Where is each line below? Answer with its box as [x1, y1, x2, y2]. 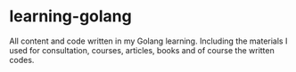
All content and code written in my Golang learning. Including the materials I [9, 36, 288, 46]
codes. [9, 54, 35, 65]
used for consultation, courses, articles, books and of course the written [9, 44, 275, 55]
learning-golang [9, 6, 132, 27]
